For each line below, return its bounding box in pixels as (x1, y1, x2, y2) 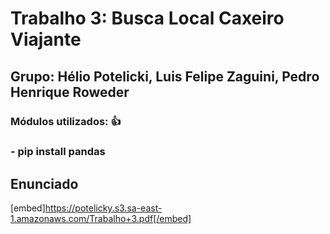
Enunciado (10, 175, 79, 192)
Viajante (10, 28, 82, 51)
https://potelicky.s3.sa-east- (44, 202, 163, 214)
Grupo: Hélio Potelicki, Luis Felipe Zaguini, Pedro (10, 68, 320, 85)
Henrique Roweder (10, 83, 130, 101)
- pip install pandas (10, 145, 106, 159)
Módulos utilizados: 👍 (10, 114, 122, 128)
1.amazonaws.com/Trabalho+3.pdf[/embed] (10, 213, 192, 225)
